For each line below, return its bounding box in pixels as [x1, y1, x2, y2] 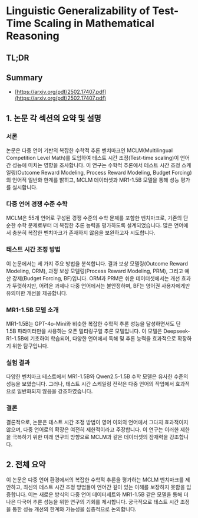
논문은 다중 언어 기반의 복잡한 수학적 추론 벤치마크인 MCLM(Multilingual [6, 147, 173, 154]
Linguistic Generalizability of [6, 4, 150, 18]
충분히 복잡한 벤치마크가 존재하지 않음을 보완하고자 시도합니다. [12, 229, 156, 237]
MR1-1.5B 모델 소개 [6, 306, 59, 314]
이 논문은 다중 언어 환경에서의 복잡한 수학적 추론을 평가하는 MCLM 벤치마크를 [6, 476, 184, 483]
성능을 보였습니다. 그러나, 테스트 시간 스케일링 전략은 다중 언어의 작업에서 [6, 381, 174, 388]
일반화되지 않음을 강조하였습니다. [16, 388, 93, 395]
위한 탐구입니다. [12, 342, 49, 349]
